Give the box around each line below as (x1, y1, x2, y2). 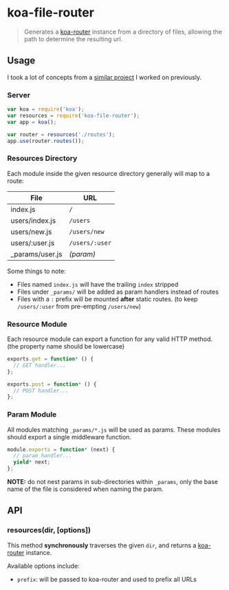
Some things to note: (7, 267, 67, 275)
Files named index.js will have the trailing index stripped (17, 280, 179, 288)
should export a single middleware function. (7, 433, 132, 441)
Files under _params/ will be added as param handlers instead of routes (17, 287, 219, 296)
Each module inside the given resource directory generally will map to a (7, 169, 210, 177)
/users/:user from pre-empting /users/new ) (17, 302, 142, 310)
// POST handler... (13, 387, 69, 394)
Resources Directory (7, 153, 78, 163)
